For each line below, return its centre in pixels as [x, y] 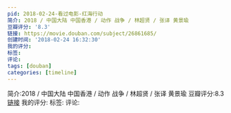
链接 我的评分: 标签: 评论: [43, 102]
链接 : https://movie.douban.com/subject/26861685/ [82, 33]
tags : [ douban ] [30, 66]
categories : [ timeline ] [42, 72]
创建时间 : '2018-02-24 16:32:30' [54, 40]
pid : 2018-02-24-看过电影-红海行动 [55, 14]
